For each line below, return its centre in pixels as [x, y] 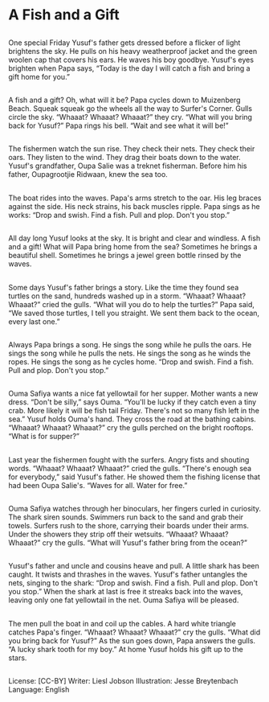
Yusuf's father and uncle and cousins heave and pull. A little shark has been [134, 566]
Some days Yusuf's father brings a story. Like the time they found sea [124, 287]
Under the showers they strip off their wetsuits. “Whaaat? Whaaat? [118, 534]
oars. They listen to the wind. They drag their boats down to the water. [124, 158]
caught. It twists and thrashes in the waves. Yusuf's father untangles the [128, 575]
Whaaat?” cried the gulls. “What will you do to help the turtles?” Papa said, [131, 304]
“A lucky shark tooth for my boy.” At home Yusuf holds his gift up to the [126, 649]
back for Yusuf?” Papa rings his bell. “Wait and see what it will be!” [118, 125]
